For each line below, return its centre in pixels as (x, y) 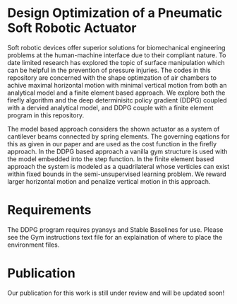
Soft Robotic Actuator (72, 28)
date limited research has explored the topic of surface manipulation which (116, 62)
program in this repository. (46, 115)
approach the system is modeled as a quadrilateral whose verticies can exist (119, 166)
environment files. (34, 245)
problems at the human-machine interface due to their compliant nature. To (117, 55)
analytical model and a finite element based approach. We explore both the (116, 93)
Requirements (49, 210)
